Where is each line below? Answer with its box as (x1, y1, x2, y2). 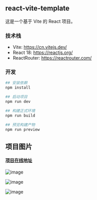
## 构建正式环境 (5, 108, 35, 113)
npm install (5, 85, 31, 91)
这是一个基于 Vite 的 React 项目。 (5, 18, 76, 24)
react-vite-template (5, 4, 70, 13)
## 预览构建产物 (5, 122, 35, 127)
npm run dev (5, 99, 31, 104)
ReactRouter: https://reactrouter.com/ (12, 55, 92, 61)
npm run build (5, 113, 36, 118)
